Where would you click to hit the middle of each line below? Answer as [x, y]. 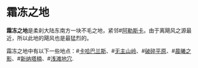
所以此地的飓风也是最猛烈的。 [54, 38]
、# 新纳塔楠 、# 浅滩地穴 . [43, 58]
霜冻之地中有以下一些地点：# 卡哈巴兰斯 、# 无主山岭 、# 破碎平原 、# [91, 51]
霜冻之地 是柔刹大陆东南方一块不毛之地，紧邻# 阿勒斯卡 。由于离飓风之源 [96, 30]
